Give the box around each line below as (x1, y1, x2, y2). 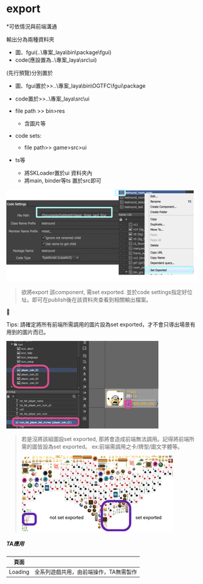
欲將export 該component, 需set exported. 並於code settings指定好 (21, 288, 187, 295)
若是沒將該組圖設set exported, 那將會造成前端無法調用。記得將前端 (21, 435, 190, 443)
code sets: (15, 132, 42, 139)
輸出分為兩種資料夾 (6, 35, 55, 43)
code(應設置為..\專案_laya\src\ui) (15, 56, 97, 63)
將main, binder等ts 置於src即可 (24, 177, 101, 184)
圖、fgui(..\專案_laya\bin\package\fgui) (15, 48, 112, 56)
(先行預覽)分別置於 (6, 69, 53, 76)
